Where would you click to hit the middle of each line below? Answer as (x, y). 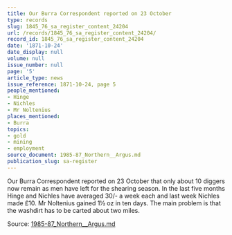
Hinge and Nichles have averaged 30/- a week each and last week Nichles (114, 196)
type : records (28, 20)
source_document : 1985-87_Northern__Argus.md (74, 155)
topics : (18, 129)
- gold (17, 135)
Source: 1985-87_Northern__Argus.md (61, 224)
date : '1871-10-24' (35, 46)
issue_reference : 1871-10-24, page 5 (62, 84)
